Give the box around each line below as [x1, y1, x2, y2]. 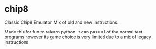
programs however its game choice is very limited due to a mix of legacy [4, 34, 152, 40]
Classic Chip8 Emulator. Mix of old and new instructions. [4, 19, 119, 25]
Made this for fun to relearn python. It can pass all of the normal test [4, 29, 143, 34]
